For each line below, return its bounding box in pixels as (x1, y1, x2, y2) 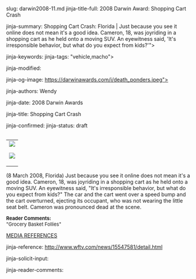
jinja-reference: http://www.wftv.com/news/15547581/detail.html (6, 243, 163, 251)
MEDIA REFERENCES (6, 232, 58, 239)
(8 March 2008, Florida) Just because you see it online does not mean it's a (6, 172, 191, 179)
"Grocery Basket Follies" (6, 221, 62, 227)
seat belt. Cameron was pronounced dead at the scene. (6, 204, 142, 210)
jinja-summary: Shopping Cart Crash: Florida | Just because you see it (6, 23, 177, 30)
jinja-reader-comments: (6, 267, 64, 273)
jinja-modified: (6, 65, 41, 72)
